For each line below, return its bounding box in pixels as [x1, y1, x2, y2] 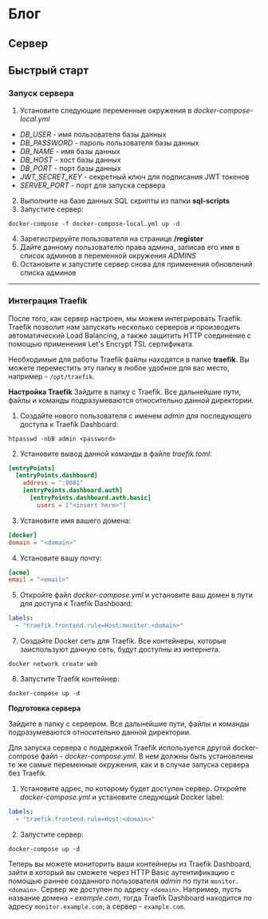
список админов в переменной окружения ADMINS [19, 251, 197, 260]
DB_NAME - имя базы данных [19, 147, 121, 156]
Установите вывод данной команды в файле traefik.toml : [19, 449, 213, 458]
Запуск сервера [8, 87, 74, 98]
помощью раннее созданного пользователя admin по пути [8, 876, 209, 885]
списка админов [19, 268, 77, 278]
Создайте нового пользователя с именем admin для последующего [19, 410, 252, 420]
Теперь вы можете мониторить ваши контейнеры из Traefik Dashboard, [8, 859, 252, 869]
